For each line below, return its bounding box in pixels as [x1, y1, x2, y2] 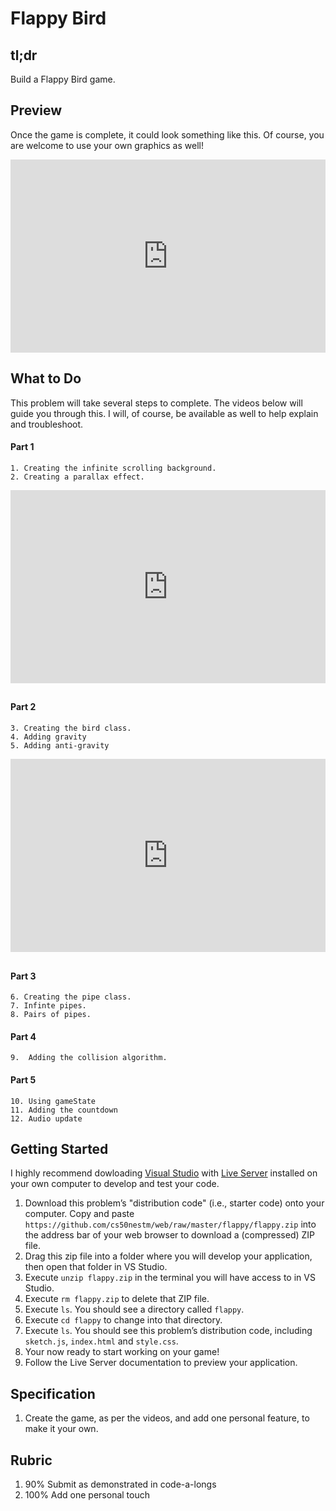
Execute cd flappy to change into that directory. [24, 1314, 223, 1326]
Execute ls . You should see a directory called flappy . [24, 1303, 245, 1316]
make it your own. [24, 1423, 99, 1435]
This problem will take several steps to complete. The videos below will [10, 397, 303, 409]
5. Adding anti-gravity [10, 741, 110, 751]
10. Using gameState [10, 1096, 97, 1106]
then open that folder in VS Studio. [24, 1261, 168, 1273]
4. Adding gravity [10, 732, 87, 742]
